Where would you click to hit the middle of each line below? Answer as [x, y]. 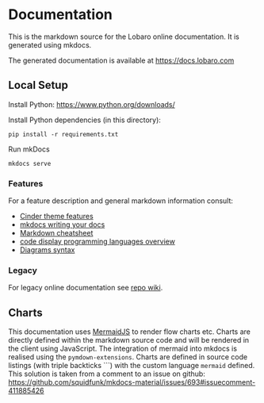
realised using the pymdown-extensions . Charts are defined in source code [128, 357]
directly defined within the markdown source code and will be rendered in [129, 340]
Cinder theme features [56, 217]
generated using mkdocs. [50, 44]
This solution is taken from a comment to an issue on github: [107, 374]
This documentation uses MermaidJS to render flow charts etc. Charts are [130, 332]
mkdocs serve [30, 163]
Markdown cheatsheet [56, 233]
